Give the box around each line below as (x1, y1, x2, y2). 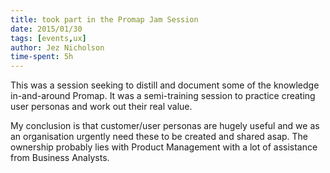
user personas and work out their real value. (10, 101, 193, 113)
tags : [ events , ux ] (10, 33, 87, 43)
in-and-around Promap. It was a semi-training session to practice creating (10, 90, 316, 102)
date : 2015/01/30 (10, 24, 83, 34)
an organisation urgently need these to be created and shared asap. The (10, 131, 309, 143)
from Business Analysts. (10, 152, 110, 164)
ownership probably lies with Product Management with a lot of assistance (10, 141, 318, 153)
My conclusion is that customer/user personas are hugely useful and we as (10, 120, 320, 132)
